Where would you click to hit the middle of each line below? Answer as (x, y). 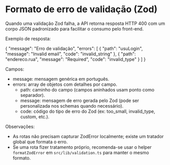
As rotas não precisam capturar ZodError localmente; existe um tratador (88, 136)
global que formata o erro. (40, 142)
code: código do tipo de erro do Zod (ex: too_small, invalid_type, (88, 111)
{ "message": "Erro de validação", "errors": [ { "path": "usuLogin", (74, 48)
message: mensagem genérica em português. (61, 79)
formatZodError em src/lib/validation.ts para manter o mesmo (81, 152)
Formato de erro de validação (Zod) (81, 9)
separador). (33, 95)
